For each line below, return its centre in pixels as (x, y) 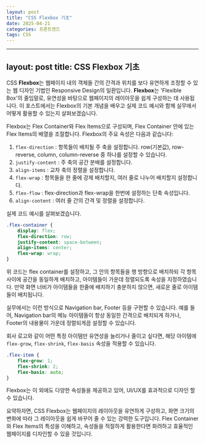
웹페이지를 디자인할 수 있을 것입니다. (49, 434)
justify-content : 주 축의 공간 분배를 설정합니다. (74, 162)
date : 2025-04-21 (28, 23)
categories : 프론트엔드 (33, 29)
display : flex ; (37, 231)
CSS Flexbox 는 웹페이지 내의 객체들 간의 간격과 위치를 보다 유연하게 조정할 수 (99, 83)
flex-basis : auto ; (41, 372)
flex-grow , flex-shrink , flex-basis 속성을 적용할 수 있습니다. (81, 344)
